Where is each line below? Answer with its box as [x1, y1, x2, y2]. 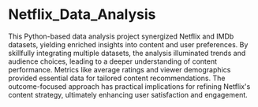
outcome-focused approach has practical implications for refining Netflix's [8, 81, 251, 91]
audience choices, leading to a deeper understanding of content [8, 57, 218, 66]
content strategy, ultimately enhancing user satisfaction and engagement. [8, 90, 249, 99]
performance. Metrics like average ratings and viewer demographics [8, 65, 231, 74]
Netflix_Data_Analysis [8, 6, 156, 24]
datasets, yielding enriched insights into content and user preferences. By [8, 39, 249, 49]
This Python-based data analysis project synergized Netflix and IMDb [8, 31, 234, 41]
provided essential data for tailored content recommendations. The [8, 73, 226, 83]
